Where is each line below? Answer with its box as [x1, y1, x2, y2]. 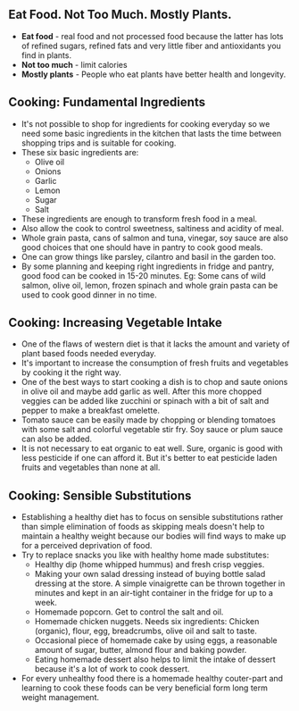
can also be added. [21, 433, 93, 445]
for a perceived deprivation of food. [21, 540, 153, 551]
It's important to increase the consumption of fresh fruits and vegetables [21, 357, 289, 369]
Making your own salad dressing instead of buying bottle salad [34, 569, 266, 580]
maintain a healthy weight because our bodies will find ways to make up [21, 531, 287, 541]
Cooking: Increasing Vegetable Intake [8, 315, 222, 330]
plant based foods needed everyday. [21, 348, 157, 359]
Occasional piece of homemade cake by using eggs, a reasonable [34, 635, 278, 646]
